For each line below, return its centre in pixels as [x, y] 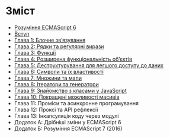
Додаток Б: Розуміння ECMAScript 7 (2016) [68, 128]
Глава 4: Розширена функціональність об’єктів [73, 59]
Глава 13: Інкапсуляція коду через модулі [66, 116]
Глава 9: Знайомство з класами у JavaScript [70, 90]
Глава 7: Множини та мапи [48, 78]
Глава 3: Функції [35, 52]
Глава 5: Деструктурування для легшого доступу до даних [89, 65]
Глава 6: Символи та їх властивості [59, 71]
